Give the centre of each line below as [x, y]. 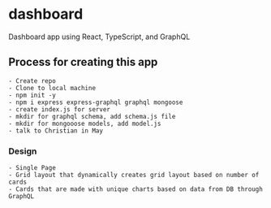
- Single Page [32, 168]
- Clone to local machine [52, 88]
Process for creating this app [83, 62]
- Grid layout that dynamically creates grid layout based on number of [134, 175]
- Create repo [32, 81]
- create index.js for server [60, 109]
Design [23, 151]
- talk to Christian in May [56, 131]
